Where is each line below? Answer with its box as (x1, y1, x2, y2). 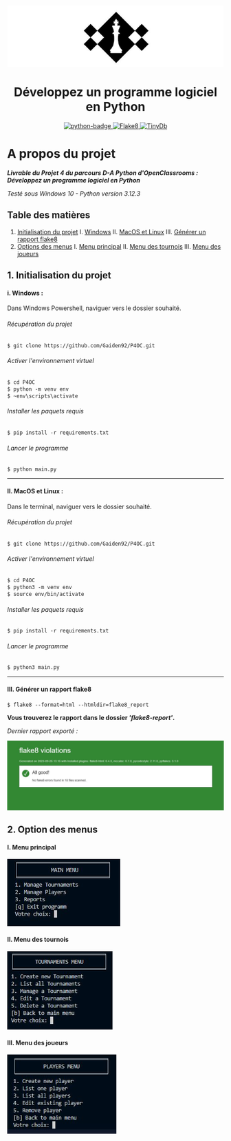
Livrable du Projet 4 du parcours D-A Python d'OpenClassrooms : (7, 169, 199, 177)
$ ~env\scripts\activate (7, 392, 78, 400)
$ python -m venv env (7, 385, 69, 393)
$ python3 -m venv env (7, 584, 72, 590)
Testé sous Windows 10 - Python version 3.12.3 (7, 189, 141, 198)
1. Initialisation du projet (7, 269, 111, 281)
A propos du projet (7, 146, 115, 162)
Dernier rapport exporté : (7, 726, 78, 735)
